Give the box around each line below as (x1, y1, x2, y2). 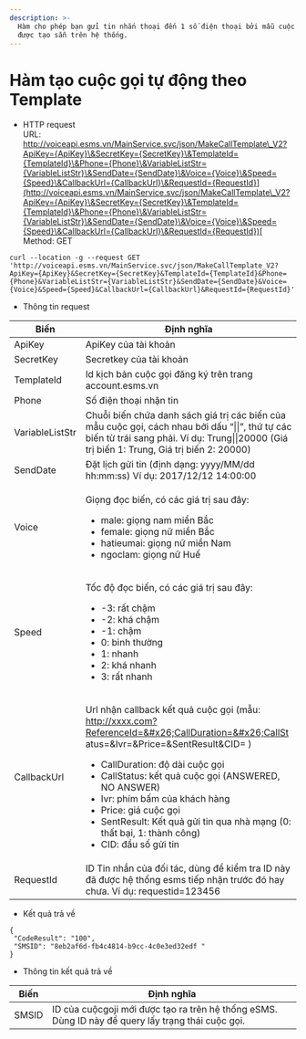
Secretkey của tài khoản (85, 353, 189, 366)
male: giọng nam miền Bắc (100, 514, 214, 527)
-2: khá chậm (100, 614, 160, 626)
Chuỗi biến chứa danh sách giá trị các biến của (85, 409, 287, 422)
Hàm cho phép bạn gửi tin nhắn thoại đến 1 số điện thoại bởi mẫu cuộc (17, 22, 296, 31)
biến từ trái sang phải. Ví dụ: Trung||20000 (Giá (85, 432, 289, 445)
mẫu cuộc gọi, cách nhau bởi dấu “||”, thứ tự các (85, 421, 292, 434)
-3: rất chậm (100, 602, 157, 614)
